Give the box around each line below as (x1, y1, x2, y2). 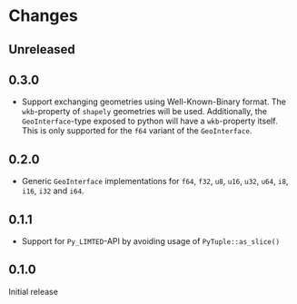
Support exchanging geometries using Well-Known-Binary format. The (21, 96, 287, 107)
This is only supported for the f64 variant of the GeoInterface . (21, 125, 252, 136)
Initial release (8, 286, 58, 297)
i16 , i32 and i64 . (21, 185, 84, 196)
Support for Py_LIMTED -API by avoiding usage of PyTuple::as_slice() (21, 236, 281, 247)
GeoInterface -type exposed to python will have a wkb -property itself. (21, 115, 278, 127)
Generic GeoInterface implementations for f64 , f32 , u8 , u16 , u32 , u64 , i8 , (21, 176, 289, 187)
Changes (8, 5, 78, 26)
